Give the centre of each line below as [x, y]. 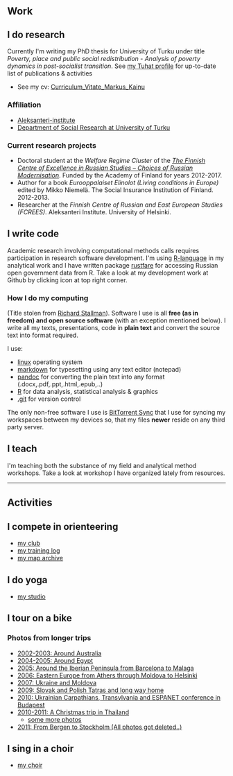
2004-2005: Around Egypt [55, 660]
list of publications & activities [50, 74]
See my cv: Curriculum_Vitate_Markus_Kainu [81, 87]
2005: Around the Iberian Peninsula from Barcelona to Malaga [105, 668]
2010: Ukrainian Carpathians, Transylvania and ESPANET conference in [119, 697]
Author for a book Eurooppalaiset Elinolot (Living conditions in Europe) [118, 182]
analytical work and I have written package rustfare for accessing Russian [113, 265]
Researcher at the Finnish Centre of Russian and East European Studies [120, 205]
